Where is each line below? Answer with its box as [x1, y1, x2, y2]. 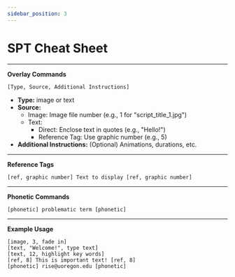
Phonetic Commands [7, 193, 70, 201]
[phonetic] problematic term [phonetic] [7, 206, 127, 213]
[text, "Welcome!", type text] [7, 244, 99, 251]
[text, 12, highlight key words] [7, 250, 105, 257]
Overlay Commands [7, 70, 66, 78]
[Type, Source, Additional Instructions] [7, 83, 130, 91]
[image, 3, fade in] [7, 238, 68, 245]
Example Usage [7, 225, 54, 233]
